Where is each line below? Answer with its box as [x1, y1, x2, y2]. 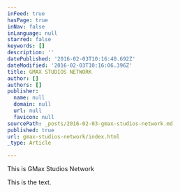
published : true [7, 127, 54, 134]
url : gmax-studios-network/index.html [7, 133, 120, 140]
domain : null [13, 101, 52, 108]
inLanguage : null [7, 29, 58, 37]
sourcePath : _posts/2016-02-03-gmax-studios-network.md [7, 120, 173, 127]
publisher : [7, 88, 39, 95]
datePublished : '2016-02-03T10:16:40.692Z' [7, 56, 136, 63]
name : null [13, 95, 45, 102]
